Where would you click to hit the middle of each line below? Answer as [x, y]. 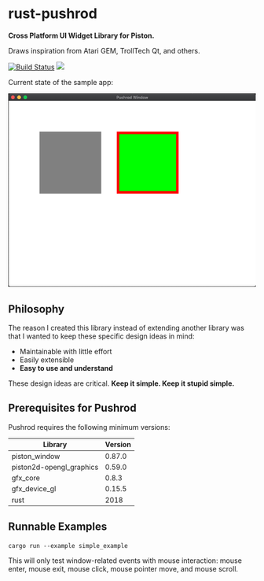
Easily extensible [47, 360]
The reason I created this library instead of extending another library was [126, 328]
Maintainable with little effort [66, 352]
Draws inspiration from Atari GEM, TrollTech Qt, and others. [104, 50]
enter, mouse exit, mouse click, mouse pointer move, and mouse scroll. [123, 568]
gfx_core [26, 478]
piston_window [36, 456]
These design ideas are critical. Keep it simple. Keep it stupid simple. [121, 383]
